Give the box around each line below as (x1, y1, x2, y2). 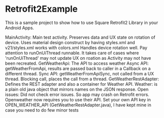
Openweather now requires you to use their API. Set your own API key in (5, 96, 151, 102)
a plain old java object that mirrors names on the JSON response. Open (5, 86, 149, 92)
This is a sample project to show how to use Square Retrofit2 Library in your (5, 20, 158, 25)
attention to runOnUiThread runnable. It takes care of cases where (5, 50, 139, 56)
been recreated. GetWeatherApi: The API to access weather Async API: (5, 60, 149, 66)
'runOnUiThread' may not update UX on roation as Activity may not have (5, 55, 151, 61)
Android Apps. (5, 24, 34, 30)
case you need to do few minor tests (5, 107, 79, 113)
